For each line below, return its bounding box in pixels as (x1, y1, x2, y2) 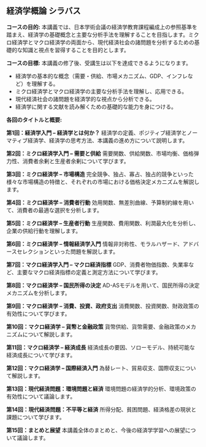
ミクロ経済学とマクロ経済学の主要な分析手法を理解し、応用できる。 (15, 88, 188, 95)
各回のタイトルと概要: (6, 116, 63, 123)
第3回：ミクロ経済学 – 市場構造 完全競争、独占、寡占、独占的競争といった (6, 170, 194, 178)
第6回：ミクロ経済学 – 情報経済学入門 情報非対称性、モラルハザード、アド (6, 240, 194, 247)
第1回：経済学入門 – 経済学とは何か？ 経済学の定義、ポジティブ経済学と (6, 129, 187, 136)
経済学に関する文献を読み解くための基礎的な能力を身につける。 (15, 103, 177, 110)
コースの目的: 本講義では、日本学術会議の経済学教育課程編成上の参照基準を (6, 23, 197, 31)
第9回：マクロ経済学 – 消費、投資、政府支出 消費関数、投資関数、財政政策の (6, 302, 199, 310)
